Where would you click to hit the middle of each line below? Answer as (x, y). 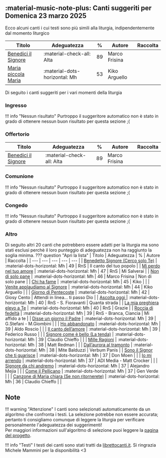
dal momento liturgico (27, 33)
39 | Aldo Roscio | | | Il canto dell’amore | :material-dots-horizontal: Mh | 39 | (83, 329)
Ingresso (16, 105)
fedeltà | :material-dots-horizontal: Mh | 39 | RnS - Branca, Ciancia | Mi (77, 313)
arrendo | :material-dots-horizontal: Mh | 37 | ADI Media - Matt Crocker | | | (82, 360)
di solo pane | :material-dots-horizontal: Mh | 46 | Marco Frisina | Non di (78, 276)
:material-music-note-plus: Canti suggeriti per (78, 8)
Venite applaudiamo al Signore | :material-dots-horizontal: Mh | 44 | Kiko (79, 287)
